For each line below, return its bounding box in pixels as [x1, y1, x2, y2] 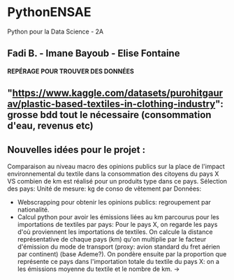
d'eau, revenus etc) [7, 120, 94, 132]
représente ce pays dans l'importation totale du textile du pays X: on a [17, 258, 220, 266]
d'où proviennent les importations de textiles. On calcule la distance [17, 228, 213, 236]
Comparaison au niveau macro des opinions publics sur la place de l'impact [7, 162, 225, 171]
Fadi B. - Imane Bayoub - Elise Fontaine [7, 47, 180, 59]
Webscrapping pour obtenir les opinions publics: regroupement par [17, 198, 212, 207]
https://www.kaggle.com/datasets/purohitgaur [12, 87, 224, 99]
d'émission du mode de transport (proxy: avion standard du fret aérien [17, 242, 220, 251]
